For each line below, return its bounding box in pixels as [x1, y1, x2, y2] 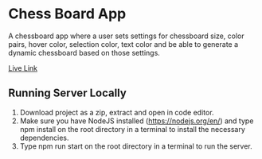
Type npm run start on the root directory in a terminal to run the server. [19, 141, 252, 151]
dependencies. [19, 133, 69, 142]
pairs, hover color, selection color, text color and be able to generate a [8, 39, 239, 48]
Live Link [8, 63, 38, 72]
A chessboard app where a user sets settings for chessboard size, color [8, 31, 244, 41]
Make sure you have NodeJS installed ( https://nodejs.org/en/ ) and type [19, 116, 254, 126]
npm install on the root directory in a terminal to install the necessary [19, 124, 245, 134]
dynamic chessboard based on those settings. [8, 48, 161, 57]
